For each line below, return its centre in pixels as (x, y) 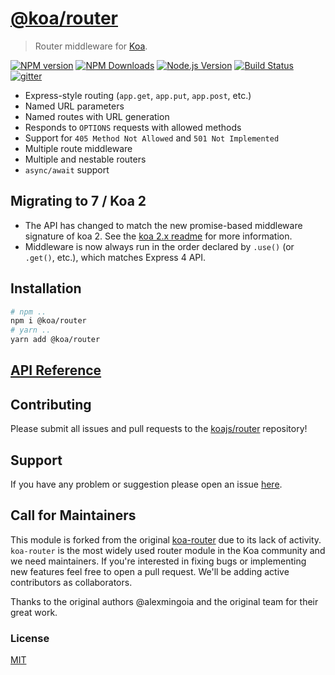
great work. (34, 612)
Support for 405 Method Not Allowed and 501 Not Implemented (152, 138)
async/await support (67, 169)
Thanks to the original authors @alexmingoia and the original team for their (164, 601)
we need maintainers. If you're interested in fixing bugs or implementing (158, 561)
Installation (46, 288)
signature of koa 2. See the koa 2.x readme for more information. (158, 236)
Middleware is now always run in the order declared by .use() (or (159, 246)
